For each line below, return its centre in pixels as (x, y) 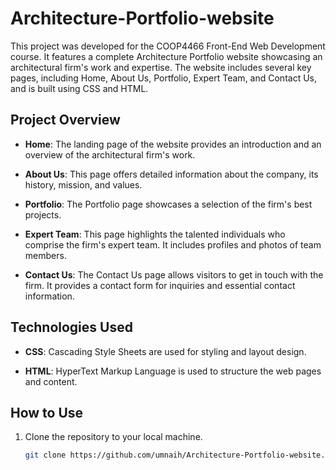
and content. (51, 381)
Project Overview (65, 120)
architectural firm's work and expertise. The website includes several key (161, 67)
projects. (43, 214)
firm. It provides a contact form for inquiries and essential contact (160, 285)
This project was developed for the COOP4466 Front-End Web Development (168, 46)
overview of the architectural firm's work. (110, 154)
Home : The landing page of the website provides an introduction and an (173, 144)
